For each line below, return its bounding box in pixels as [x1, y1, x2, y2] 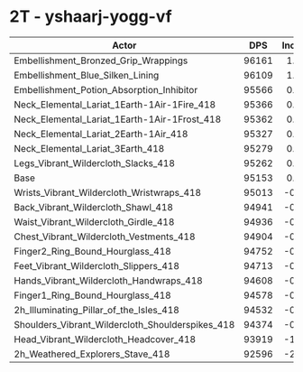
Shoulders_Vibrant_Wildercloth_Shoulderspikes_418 [14, 318, 235, 330]
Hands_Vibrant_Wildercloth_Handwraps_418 [14, 274, 203, 286]
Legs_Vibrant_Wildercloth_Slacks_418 [14, 156, 176, 169]
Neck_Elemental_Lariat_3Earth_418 [14, 142, 165, 154]
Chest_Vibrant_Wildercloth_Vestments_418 [14, 230, 196, 243]
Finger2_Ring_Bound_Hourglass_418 [14, 245, 171, 257]
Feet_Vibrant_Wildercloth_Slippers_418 [14, 259, 180, 272]
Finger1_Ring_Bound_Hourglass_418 [14, 289, 171, 302]
